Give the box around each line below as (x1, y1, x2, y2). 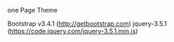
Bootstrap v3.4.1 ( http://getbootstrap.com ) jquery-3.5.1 (7, 20, 168, 27)
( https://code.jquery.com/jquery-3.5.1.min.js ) (7, 27, 138, 35)
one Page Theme (7, 6, 58, 14)
